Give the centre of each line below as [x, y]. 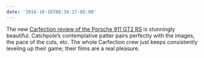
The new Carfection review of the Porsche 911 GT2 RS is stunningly [91, 29]
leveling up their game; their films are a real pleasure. [73, 48]
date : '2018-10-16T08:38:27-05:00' [51, 12]
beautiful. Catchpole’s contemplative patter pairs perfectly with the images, [100, 35]
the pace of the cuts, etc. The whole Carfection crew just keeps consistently [102, 42]
